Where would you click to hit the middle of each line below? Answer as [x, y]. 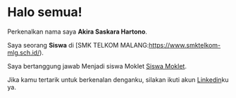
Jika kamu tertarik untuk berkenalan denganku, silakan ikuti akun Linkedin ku [118, 79]
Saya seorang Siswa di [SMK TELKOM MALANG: [78, 45]
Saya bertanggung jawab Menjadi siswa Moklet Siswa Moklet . [97, 66]
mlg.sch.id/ [24, 52]
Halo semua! [45, 12]
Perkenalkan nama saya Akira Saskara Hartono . [77, 31]
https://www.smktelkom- [185, 45]
